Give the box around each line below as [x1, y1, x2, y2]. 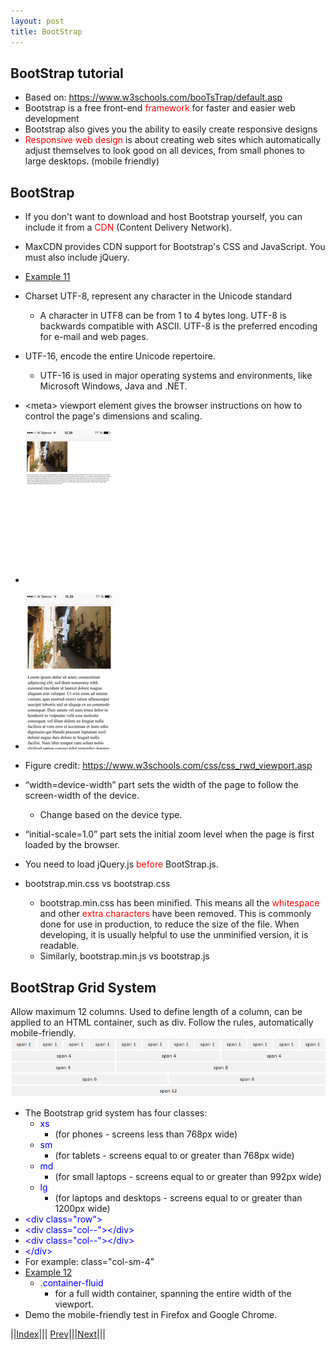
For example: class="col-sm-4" [24, 1256, 155, 1268]
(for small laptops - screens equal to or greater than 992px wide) [54, 1171, 322, 1183]
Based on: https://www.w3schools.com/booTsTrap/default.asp [24, 91, 283, 104]
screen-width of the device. [24, 790, 140, 802]
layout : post [10, 16, 65, 26]
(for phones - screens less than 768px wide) [54, 1128, 238, 1140]
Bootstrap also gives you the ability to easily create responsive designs [24, 123, 318, 135]
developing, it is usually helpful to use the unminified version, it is [39, 929, 309, 941]
